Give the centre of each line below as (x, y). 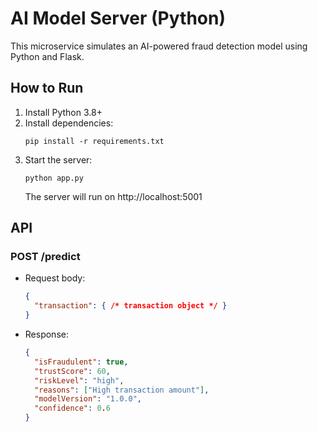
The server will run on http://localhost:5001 (113, 196)
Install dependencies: (69, 123)
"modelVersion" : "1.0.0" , (88, 399)
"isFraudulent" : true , (81, 362)
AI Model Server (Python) (118, 18)
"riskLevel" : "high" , (79, 380)
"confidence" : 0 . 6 (72, 408)
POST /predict (45, 257)
